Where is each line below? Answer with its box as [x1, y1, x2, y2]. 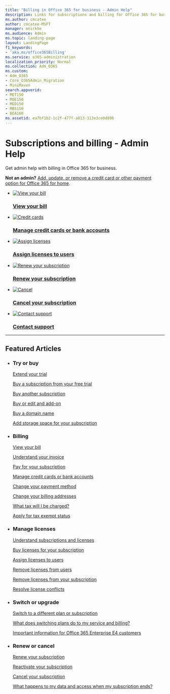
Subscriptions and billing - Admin [5, 137, 149, 149]
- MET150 [5, 92, 24, 97]
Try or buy [12, 359, 39, 366]
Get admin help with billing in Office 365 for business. [5, 165, 117, 171]
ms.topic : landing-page [5, 36, 56, 41]
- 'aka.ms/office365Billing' [5, 50, 67, 55]
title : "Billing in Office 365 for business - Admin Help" [5, 7, 133, 13]
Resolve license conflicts [12, 586, 65, 592]
